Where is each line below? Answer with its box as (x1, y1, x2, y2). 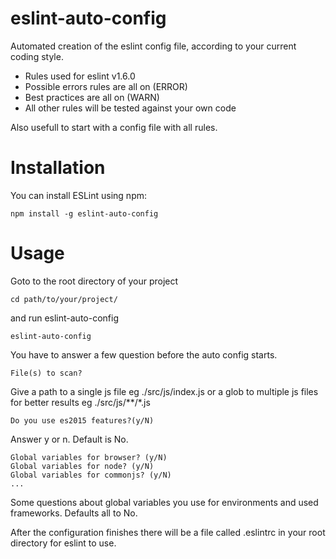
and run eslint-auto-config (10, 312, 119, 324)
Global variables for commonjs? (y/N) (10, 470, 172, 480)
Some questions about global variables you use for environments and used (10, 496, 319, 508)
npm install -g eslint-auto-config (10, 208, 159, 219)
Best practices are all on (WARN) (24, 91, 160, 103)
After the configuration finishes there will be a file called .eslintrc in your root (10, 526, 326, 538)
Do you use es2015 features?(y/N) (10, 415, 155, 426)
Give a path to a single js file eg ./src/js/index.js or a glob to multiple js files (10, 385, 319, 397)
